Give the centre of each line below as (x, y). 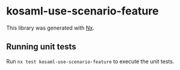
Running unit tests (41, 47)
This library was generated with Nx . (50, 28)
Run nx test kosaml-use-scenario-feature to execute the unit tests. (90, 61)
